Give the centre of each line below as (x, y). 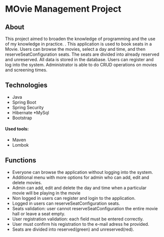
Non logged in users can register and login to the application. (74, 198)
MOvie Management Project (63, 9)
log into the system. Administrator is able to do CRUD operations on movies (81, 65)
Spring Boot (24, 102)
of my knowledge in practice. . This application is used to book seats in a (79, 44)
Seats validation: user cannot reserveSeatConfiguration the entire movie (85, 208)
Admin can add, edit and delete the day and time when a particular (79, 188)
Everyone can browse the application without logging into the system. (82, 172)
